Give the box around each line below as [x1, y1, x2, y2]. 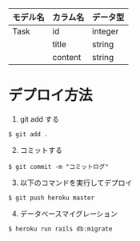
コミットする [19, 145, 62, 155]
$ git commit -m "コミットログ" [8, 163, 110, 171]
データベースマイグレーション [19, 208, 118, 219]
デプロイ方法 [8, 86, 94, 105]
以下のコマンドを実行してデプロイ [19, 178, 133, 187]
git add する [19, 114, 60, 123]
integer [91, 26, 119, 37]
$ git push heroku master [8, 194, 94, 202]
